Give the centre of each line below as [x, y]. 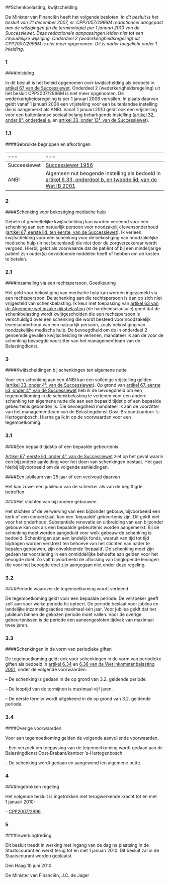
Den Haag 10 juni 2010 [28, 866]
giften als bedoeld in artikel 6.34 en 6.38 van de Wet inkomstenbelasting [80, 664]
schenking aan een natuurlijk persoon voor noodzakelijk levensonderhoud [82, 227]
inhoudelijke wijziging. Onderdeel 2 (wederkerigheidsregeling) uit [72, 38]
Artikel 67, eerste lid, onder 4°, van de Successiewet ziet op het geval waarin [84, 456]
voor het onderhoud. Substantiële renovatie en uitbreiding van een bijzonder [84, 522]
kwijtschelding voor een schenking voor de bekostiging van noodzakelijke [82, 237]
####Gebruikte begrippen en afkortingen [48, 144]
